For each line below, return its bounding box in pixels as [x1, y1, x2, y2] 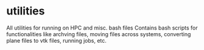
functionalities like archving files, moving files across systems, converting [6, 30, 191, 37]
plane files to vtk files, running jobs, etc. [6, 37, 107, 44]
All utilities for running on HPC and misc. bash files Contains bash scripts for [6, 24, 198, 31]
